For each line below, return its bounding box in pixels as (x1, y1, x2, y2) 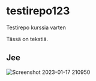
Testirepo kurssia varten (6, 24, 66, 31)
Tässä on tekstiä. (6, 35, 49, 42)
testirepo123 (6, 4, 70, 18)
